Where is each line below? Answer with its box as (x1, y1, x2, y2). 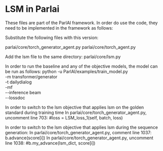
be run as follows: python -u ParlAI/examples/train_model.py (5, 68, 128, 75)
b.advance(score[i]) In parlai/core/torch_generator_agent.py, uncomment (5, 135, 154, 141)
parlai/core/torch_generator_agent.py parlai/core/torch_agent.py (5, 44, 136, 50)
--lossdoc (5, 95, 26, 101)
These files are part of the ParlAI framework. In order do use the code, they (5, 20, 158, 26)
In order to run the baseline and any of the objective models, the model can (5, 63, 158, 69)
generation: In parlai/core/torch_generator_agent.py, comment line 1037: (5, 129, 152, 135)
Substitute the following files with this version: (5, 35, 98, 40)
